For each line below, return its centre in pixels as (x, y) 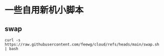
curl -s (13, 40)
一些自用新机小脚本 (44, 10)
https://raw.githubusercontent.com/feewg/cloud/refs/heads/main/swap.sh (82, 45)
